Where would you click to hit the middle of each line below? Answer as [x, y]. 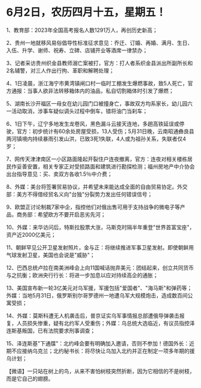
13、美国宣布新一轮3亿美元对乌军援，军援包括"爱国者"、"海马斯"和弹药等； [99, 288]
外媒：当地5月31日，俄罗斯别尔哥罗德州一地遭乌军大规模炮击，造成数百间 [97, 295]
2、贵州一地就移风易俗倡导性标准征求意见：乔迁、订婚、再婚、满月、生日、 [100, 43]
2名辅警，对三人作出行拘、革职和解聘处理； [60, 70]
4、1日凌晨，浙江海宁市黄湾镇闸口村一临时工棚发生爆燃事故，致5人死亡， [97, 83]
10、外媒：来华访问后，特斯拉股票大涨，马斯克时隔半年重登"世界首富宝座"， [100, 227]
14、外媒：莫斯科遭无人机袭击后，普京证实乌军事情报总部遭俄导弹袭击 [93, 315]
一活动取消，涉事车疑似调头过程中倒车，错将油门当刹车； [77, 111]
